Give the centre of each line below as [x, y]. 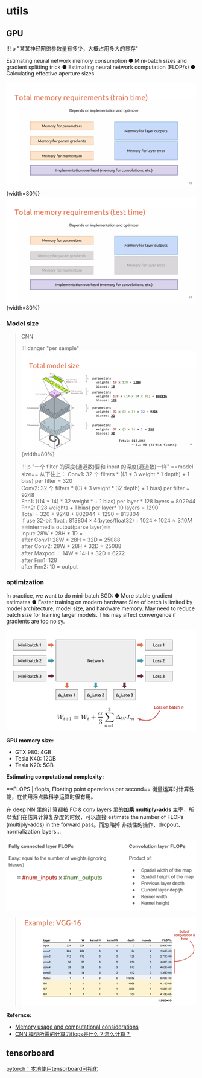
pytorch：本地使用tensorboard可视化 [52, 1068]
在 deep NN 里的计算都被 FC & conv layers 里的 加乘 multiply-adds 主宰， [97, 809]
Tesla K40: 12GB [35, 759]
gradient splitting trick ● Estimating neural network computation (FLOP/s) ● [101, 67]
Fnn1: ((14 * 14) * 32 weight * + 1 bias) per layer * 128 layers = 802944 [108, 502]
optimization [25, 582]
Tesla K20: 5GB [34, 765]
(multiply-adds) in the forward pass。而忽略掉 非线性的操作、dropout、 [95, 824]
